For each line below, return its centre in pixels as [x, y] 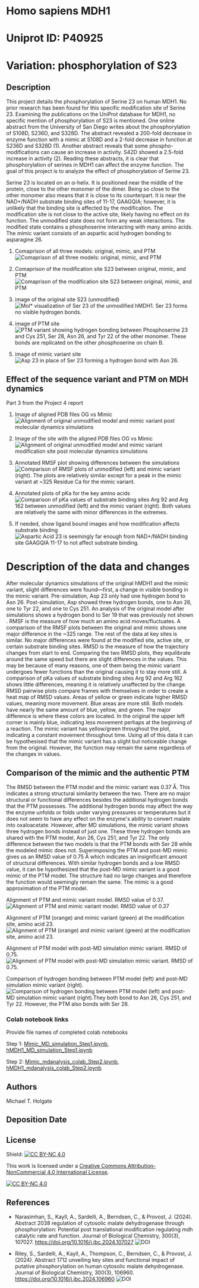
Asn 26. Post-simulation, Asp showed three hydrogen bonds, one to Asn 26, [99, 602]
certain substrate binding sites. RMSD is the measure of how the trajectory [97, 646]
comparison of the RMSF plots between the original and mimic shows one [97, 628]
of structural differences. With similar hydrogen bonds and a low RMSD [93, 863]
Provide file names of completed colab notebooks [67, 1032]
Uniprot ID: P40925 [55, 38]
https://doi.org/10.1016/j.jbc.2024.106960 [64, 1279]
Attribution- [142, 1166]
